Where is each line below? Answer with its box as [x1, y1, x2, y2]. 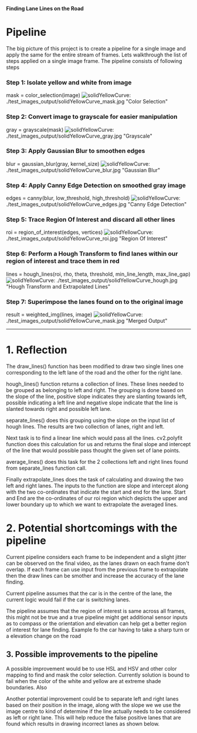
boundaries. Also [6, 684, 47, 691]
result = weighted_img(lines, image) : [6, 311, 143, 318]
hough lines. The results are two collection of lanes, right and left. [6, 423, 165, 430]
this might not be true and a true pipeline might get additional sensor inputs [6, 614, 188, 621]
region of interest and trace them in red [6, 257, 120, 265]
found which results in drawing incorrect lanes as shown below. [6, 720, 160, 727]
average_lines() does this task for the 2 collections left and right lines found [6, 458, 188, 465]
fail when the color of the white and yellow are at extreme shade [6, 677, 161, 684]
